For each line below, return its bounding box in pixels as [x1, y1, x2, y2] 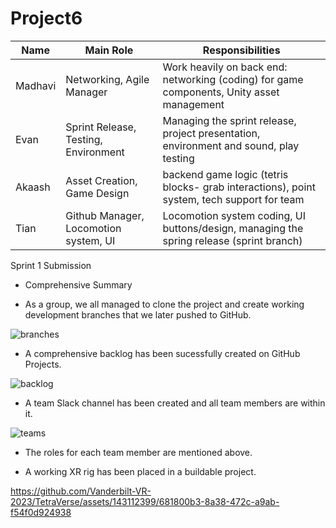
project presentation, [162, 126, 261, 140]
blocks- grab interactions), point [162, 180, 316, 194]
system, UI [65, 233, 116, 247]
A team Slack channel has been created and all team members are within [24, 397, 326, 409]
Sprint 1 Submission [10, 259, 92, 271]
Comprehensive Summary [24, 278, 133, 291]
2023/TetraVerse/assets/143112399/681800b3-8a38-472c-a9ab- [10, 495, 280, 507]
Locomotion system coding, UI [162, 208, 306, 222]
